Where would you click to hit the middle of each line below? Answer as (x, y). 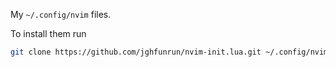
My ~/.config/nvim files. (61, 14)
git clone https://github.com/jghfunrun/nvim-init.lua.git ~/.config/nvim (169, 52)
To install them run (48, 33)
